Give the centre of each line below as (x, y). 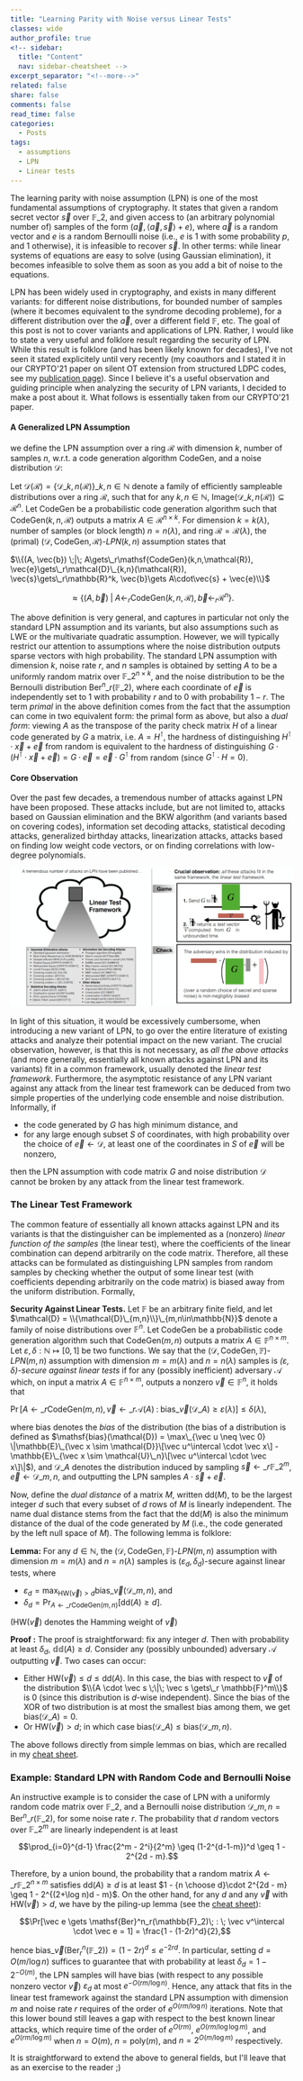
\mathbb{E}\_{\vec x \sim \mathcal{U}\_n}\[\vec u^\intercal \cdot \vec (138, 1456)
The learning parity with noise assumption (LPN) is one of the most (134, 197)
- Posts (33, 133)
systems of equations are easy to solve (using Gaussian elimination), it (141, 255)
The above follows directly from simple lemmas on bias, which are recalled (148, 1744)
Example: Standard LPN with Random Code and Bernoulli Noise (151, 1777)
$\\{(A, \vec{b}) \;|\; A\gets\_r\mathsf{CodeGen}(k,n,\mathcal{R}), (132, 559)
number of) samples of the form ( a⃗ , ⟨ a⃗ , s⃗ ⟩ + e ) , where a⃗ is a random (144, 226)
